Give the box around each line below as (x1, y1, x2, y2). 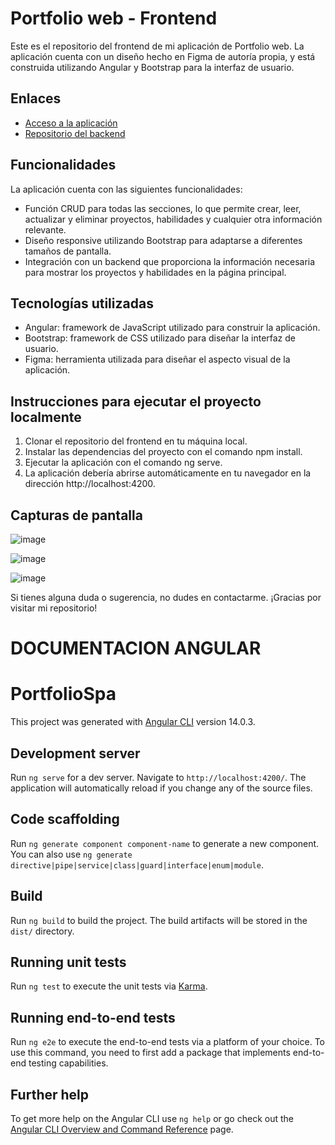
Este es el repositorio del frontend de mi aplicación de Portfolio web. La (10, 40, 305, 52)
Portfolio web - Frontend (10, 7, 218, 30)
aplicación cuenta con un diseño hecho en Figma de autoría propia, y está (10, 50, 316, 62)
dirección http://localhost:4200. (24, 478, 156, 490)
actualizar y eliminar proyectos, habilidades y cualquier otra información (24, 213, 323, 225)
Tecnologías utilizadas (10, 295, 154, 312)
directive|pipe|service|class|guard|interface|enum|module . (10, 858, 264, 871)
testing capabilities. (28, 1057, 109, 1069)
